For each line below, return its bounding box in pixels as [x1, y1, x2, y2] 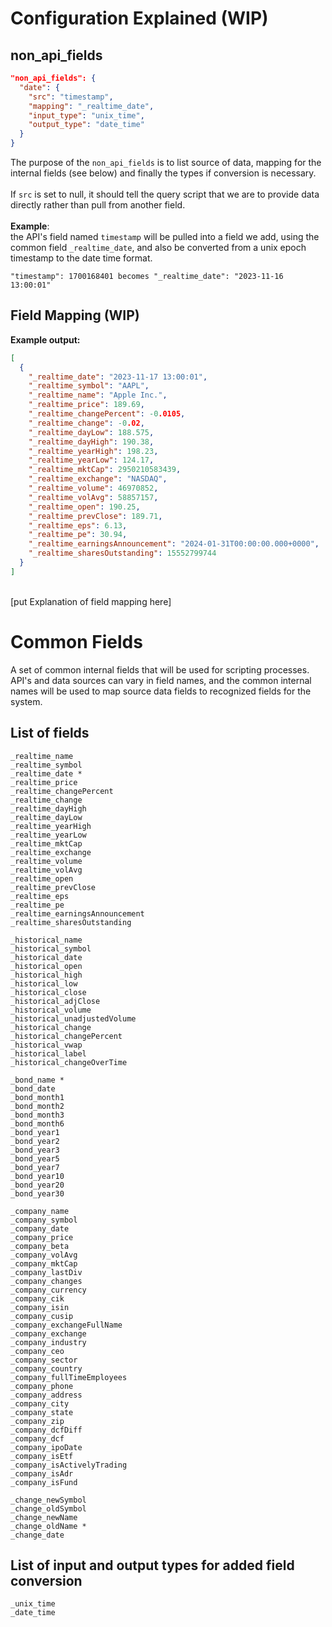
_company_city [10, 1398, 70, 1409]
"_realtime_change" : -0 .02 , [28, 418, 145, 428]
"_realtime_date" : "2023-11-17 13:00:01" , [28, 372, 208, 382]
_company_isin [10, 1302, 70, 1312]
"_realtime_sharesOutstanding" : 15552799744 [28, 548, 217, 559]
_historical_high [10, 970, 83, 980]
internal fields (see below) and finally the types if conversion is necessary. [10, 167, 317, 179]
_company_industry [10, 1337, 87, 1347]
